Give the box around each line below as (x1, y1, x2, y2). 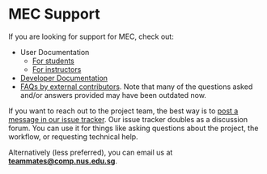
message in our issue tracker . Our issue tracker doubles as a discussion (8, 114, 248, 124)
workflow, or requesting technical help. (8, 131, 139, 142)
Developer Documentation (19, 73, 108, 83)
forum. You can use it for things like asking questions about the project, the (8, 123, 259, 133)
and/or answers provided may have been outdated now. (19, 90, 206, 100)
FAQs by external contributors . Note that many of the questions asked (19, 82, 253, 91)
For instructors (32, 64, 82, 74)
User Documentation (19, 47, 90, 57)
